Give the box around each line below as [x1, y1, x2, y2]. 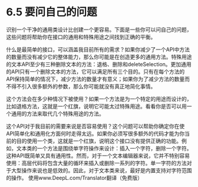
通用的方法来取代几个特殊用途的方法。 [11, 110, 104, 117]
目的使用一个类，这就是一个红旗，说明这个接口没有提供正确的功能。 [16, 137, 181, 145]
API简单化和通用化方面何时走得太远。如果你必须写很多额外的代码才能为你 [6, 130, 185, 137]
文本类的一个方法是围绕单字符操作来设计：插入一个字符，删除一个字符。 [16, 145, 192, 152]
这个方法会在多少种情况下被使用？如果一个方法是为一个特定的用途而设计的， [6, 95, 192, 102]
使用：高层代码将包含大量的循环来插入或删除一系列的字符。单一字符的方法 [6, 159, 187, 166]
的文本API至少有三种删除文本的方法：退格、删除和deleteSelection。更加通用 [6, 60, 192, 68]
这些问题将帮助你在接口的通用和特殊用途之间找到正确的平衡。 [6, 33, 156, 40]
